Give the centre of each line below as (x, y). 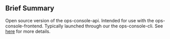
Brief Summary (30, 8)
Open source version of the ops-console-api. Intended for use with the (80, 20)
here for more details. (28, 31)
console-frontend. (24, 26)
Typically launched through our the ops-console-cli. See (104, 26)
